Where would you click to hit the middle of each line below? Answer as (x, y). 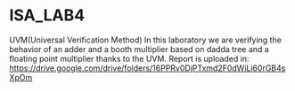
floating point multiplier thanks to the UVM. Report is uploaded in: (129, 58)
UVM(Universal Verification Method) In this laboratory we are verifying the (146, 40)
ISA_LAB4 (47, 15)
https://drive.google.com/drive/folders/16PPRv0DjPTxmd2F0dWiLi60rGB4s (147, 68)
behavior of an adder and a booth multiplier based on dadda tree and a (139, 49)
